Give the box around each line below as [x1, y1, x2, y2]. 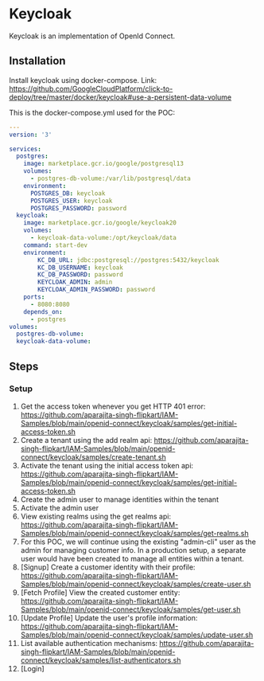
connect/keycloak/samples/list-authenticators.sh [20, 655, 181, 665]
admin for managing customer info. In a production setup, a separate [20, 545, 247, 554]
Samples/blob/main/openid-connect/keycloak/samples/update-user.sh [20, 630, 254, 640]
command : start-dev [23, 241, 88, 249]
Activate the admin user [20, 503, 99, 512]
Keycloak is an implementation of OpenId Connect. [9, 31, 176, 41]
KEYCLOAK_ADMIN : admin [37, 278, 113, 287]
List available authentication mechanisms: [20, 638, 158, 648]
